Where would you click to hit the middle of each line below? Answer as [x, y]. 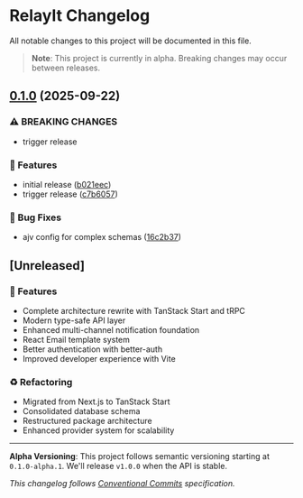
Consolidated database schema [81, 411]
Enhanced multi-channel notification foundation [111, 329]
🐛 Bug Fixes [35, 217]
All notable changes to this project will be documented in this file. [131, 41]
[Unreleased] [47, 266]
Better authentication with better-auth [92, 349]
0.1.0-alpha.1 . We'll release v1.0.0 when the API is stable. [119, 466]
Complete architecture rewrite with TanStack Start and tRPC [134, 310]
